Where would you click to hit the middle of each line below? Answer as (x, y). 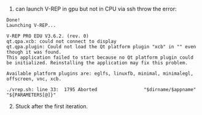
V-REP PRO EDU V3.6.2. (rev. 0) (48, 36)
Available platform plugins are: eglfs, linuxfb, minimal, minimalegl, (100, 73)
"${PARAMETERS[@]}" (31, 95)
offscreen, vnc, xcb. (34, 79)
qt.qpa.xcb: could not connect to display (61, 42)
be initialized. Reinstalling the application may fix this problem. (97, 63)
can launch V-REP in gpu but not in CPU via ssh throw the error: (96, 9)
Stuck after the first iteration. (52, 106)
